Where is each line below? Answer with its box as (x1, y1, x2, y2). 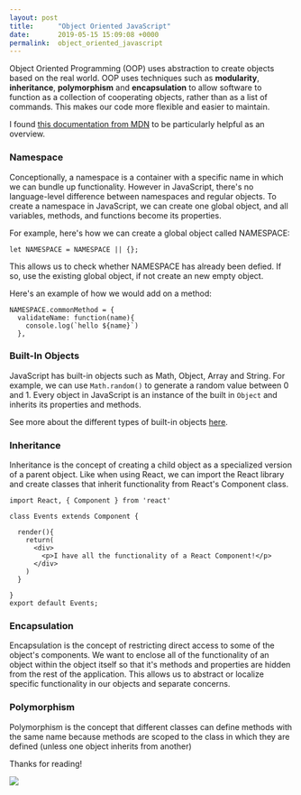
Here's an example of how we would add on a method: (9, 288, 212, 299)
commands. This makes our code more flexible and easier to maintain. (9, 101, 270, 113)
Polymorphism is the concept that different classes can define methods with (9, 721, 293, 732)
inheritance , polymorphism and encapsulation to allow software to (9, 82, 262, 93)
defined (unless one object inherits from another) (9, 741, 192, 752)
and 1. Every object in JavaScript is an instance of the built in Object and (9, 389, 278, 400)
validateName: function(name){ (17, 313, 135, 322)
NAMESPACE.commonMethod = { (9, 305, 115, 314)
